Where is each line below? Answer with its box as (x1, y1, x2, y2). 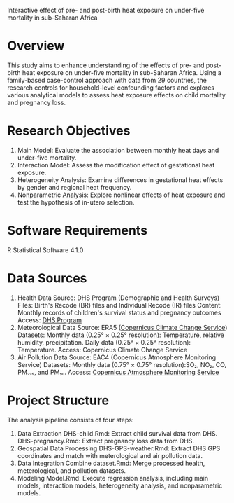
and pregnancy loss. (7, 98, 66, 106)
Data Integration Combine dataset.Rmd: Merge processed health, (17, 459, 205, 467)
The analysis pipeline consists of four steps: (7, 415, 134, 424)
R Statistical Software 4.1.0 (7, 245, 84, 254)
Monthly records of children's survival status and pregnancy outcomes (17, 308, 221, 317)
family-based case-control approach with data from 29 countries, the (7, 76, 207, 84)
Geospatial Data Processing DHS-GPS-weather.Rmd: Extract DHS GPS (17, 444, 221, 453)
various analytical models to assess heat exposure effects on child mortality (7, 90, 226, 99)
